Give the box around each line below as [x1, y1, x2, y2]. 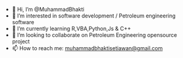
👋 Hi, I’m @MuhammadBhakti [11, 6, 85, 13]
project [11, 38, 30, 45]
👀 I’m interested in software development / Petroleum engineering [11, 12, 176, 19]
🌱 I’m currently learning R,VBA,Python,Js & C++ [11, 25, 131, 32]
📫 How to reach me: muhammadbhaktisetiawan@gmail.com [11, 45, 163, 51]
